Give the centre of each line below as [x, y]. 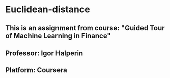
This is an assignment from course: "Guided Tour [85, 28]
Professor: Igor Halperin [44, 53]
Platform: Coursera [36, 70]
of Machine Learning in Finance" [58, 36]
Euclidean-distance [48, 9]
